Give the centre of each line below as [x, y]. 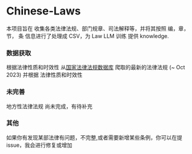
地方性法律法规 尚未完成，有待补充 [49, 106]
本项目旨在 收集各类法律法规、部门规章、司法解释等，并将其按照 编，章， [98, 28]
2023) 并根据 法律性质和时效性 [44, 75]
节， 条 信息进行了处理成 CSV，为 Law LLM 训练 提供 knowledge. [88, 36]
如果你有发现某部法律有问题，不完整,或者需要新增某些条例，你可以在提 [94, 137]
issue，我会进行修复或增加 [39, 145]
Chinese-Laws [43, 11]
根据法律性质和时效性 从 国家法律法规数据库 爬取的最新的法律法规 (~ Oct [96, 67]
